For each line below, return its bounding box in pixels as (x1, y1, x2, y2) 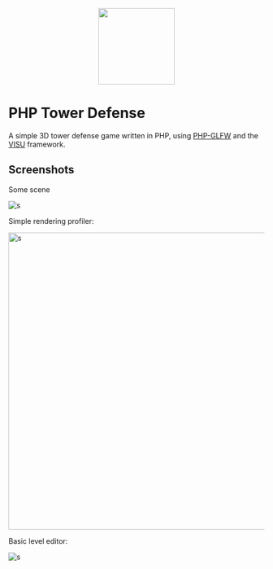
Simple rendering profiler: (8, 216, 94, 225)
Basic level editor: (8, 536, 68, 545)
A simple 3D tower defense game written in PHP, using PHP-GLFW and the (8, 130, 258, 140)
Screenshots (8, 163, 75, 177)
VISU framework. (8, 139, 67, 149)
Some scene (8, 184, 50, 195)
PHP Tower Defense (8, 104, 146, 122)
